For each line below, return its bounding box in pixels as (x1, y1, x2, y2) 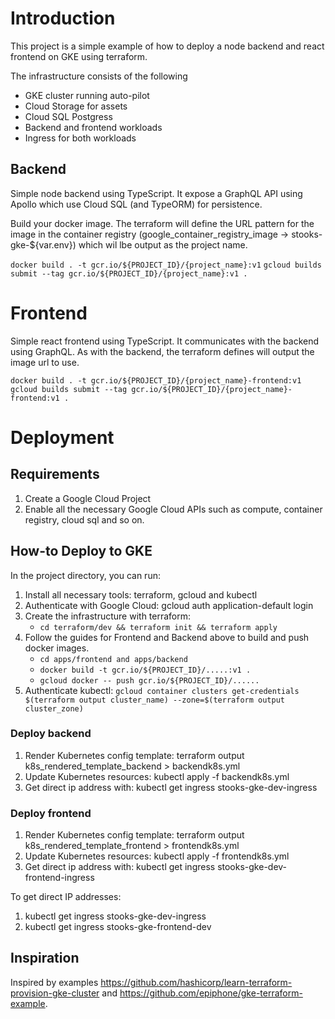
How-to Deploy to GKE (10, 543, 153, 560)
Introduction (10, 7, 116, 30)
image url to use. (10, 356, 80, 368)
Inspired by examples (10, 976, 99, 988)
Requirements (10, 466, 100, 483)
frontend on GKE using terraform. (10, 50, 148, 62)
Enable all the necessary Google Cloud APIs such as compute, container (24, 503, 323, 515)
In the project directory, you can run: (10, 569, 161, 581)
